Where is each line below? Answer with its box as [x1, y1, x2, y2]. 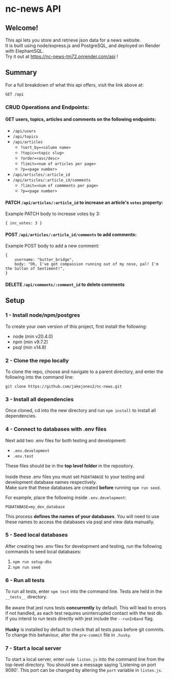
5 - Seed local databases [5, 531, 68, 539]
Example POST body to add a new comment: [5, 243, 100, 249]
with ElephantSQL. [5, 48, 44, 54]
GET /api [5, 92, 24, 97]
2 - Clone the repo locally [5, 357, 69, 364]
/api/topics [12, 134, 38, 139]
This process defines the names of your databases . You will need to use [5, 513, 160, 519]
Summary [5, 68, 37, 77]
